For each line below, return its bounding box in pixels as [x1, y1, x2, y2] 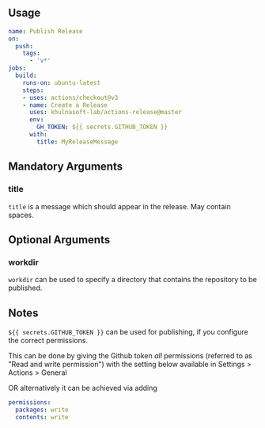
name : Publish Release [8, 27, 83, 35]
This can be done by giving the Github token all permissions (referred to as [8, 351, 253, 360]
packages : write [15, 406, 69, 414]
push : [15, 42, 34, 50]
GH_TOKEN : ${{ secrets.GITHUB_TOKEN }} [36, 123, 168, 132]
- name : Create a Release [22, 101, 108, 109]
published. [8, 283, 43, 292]
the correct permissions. [8, 336, 89, 345]
